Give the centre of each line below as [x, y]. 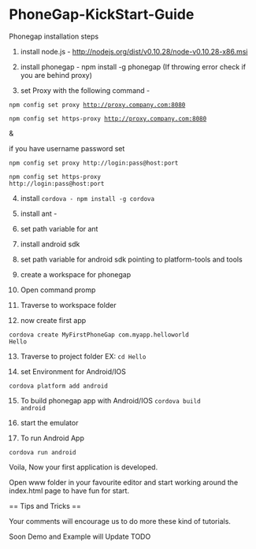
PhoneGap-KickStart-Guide [102, 15]
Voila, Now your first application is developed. [83, 467]
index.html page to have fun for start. [69, 491]
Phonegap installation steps [54, 36]
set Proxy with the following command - [85, 90]
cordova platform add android [59, 386]
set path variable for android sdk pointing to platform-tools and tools [131, 259]
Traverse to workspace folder [68, 305]
